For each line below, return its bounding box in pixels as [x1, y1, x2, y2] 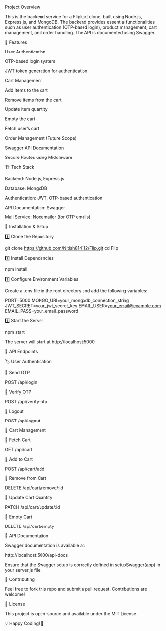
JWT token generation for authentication [5, 68, 88, 74]
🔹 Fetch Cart [5, 437, 31, 443]
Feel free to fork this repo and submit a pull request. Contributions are [5, 586, 147, 592]
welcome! [5, 591, 25, 597]
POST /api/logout [5, 418, 41, 423]
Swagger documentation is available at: [5, 542, 85, 548]
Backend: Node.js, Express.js [5, 176, 65, 181]
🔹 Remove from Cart [5, 475, 47, 481]
